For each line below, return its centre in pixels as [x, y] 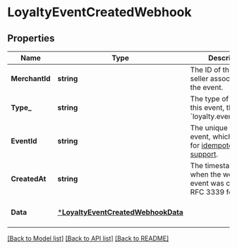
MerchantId [31, 78]
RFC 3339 [207, 192]
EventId [24, 141]
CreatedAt [29, 179]
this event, [207, 108]
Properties [31, 38]
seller [199, 78]
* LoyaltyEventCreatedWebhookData [120, 212]
